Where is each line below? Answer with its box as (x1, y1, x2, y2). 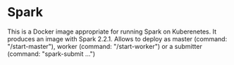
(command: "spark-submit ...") (7, 50, 95, 58)
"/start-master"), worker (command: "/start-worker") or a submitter (7, 42, 202, 50)
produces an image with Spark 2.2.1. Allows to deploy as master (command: (7, 34, 228, 43)
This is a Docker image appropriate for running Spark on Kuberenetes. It (7, 27, 217, 36)
